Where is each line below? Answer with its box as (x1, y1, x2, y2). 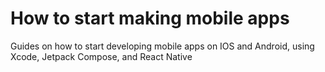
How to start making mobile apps (10, 7, 290, 30)
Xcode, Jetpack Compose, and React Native (10, 50, 193, 62)
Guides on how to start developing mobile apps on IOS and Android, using (10, 40, 315, 52)
